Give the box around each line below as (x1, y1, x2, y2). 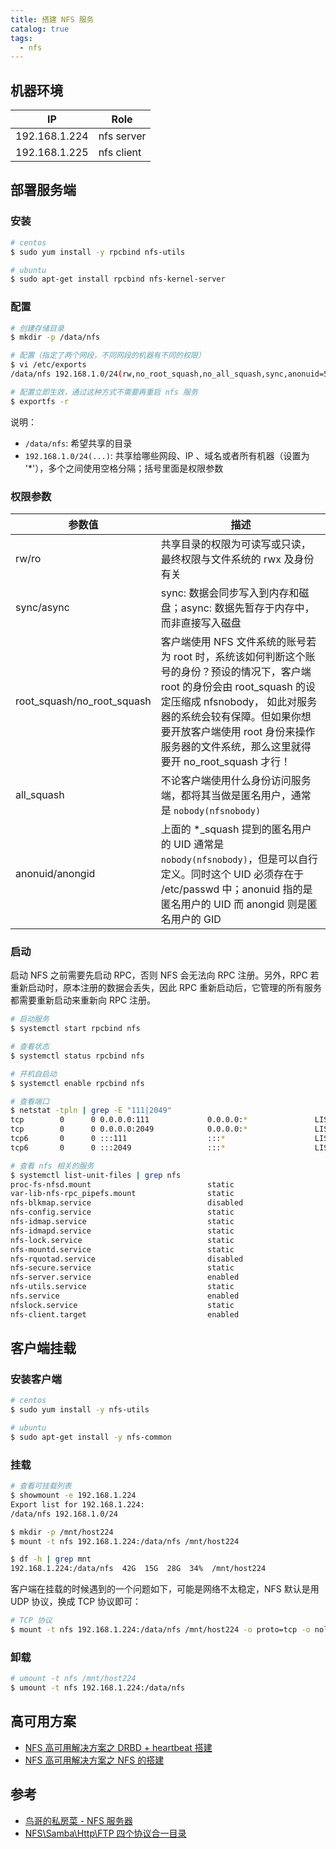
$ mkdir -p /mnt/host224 (10, 1527, 114, 1537)
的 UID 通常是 (160, 837, 225, 851)
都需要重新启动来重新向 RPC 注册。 (10, 994, 157, 1006)
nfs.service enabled (10, 1291, 240, 1301)
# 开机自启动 (10, 1069, 57, 1079)
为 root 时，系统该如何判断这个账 (160, 649, 316, 663)
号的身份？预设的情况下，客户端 (160, 664, 312, 678)
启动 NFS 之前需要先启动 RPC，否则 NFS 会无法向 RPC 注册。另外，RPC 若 (10, 969, 320, 981)
